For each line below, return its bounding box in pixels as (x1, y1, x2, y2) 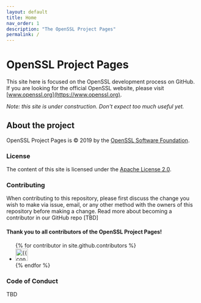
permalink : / (6, 32, 40, 38)
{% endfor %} (15, 262, 51, 269)
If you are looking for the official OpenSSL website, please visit (6, 85, 164, 92)
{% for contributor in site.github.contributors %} (15, 241, 136, 249)
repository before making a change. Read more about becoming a (6, 208, 172, 215)
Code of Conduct (6, 277, 58, 285)
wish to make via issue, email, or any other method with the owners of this (6, 201, 194, 209)
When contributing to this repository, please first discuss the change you (6, 194, 189, 202)
